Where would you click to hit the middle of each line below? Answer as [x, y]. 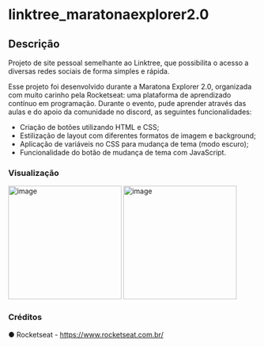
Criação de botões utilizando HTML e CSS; [89, 127]
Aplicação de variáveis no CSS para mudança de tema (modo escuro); [134, 144]
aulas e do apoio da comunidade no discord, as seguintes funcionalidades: [130, 112]
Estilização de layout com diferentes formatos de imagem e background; [138, 135]
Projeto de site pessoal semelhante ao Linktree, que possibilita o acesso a [128, 63]
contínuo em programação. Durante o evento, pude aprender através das [127, 103]
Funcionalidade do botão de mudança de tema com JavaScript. [123, 153]
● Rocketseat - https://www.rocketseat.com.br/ [86, 334]
